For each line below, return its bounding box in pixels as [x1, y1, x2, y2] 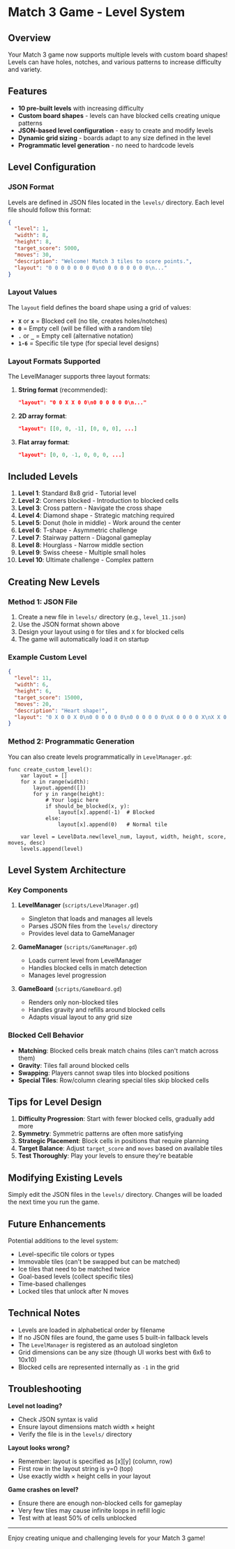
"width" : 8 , [14, 232, 50, 239]
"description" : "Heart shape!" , [14, 707, 109, 714]
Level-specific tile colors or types [17, 1250, 114, 1258]
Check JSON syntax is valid [17, 1415, 98, 1423]
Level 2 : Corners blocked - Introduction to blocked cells [17, 497, 179, 505]
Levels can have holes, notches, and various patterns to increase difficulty [8, 58, 222, 66]
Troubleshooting [8, 1383, 82, 1395]
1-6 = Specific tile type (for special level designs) [17, 339, 160, 347]
